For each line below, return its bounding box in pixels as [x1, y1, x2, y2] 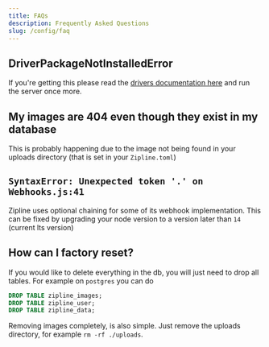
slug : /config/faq [8, 27, 70, 35]
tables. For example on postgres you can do [8, 275, 155, 286]
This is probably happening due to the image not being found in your [8, 144, 236, 153]
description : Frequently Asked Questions [8, 19, 150, 27]
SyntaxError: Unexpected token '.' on [8, 176, 204, 188]
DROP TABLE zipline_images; [8, 291, 103, 299]
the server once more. [8, 86, 82, 97]
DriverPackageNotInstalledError [8, 56, 173, 70]
